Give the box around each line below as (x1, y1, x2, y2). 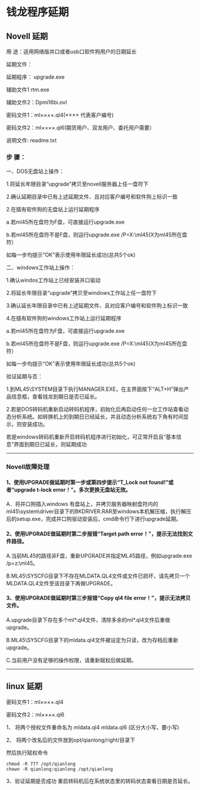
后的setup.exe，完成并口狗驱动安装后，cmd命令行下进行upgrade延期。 (6, 516, 182, 523)
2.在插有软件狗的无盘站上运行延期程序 (6, 206, 100, 213)
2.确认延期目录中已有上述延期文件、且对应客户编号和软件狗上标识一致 (6, 193, 178, 200)
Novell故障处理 (6, 463, 49, 471)
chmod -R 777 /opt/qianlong (6, 761, 76, 767)
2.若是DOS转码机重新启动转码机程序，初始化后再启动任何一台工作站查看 (6, 406, 184, 413)
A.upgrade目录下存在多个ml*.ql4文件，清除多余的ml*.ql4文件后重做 (6, 616, 171, 624)
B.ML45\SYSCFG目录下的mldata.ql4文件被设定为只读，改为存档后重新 (6, 636, 179, 643)
